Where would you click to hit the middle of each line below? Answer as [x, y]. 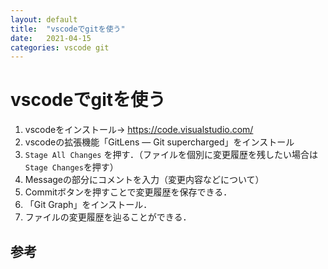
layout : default [44, 19]
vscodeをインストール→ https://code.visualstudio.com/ [139, 130]
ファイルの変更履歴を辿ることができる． [108, 217]
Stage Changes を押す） [71, 167]
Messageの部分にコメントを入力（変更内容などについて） [144, 180]
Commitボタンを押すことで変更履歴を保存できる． [128, 192]
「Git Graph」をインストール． [88, 205]
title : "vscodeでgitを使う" [68, 29]
